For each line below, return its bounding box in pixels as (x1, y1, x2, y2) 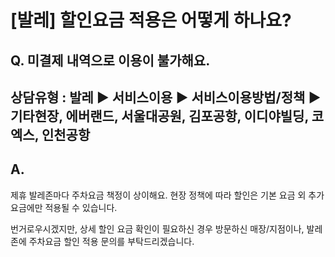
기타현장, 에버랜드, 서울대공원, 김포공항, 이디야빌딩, (10, 107, 309, 125)
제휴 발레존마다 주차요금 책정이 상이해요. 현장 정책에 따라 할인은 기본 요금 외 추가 (10, 189, 325, 201)
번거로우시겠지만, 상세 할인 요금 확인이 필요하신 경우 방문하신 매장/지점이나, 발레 (10, 222, 323, 235)
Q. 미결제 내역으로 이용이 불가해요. (10, 52, 211, 69)
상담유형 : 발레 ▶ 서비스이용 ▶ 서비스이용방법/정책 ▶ (10, 89, 322, 106)
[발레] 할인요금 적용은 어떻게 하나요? (10, 9, 292, 32)
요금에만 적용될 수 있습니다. (10, 201, 118, 213)
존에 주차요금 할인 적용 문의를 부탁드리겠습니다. (10, 235, 195, 247)
